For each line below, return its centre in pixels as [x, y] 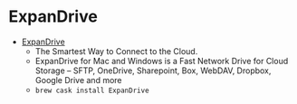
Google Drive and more [79, 80]
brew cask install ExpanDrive [92, 90]
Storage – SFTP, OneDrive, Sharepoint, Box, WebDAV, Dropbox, [153, 71]
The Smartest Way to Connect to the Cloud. [116, 51]
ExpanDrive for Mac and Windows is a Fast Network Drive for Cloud [162, 61]
